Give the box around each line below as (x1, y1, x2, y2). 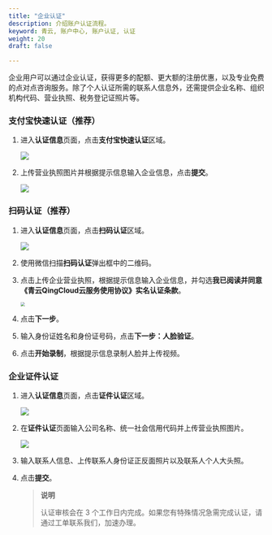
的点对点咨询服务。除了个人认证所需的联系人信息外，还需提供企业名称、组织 (8, 83, 265, 93)
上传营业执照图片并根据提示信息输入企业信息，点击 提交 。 (19, 167, 213, 177)
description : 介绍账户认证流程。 (8, 20, 111, 28)
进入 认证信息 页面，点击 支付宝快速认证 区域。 (19, 135, 171, 145)
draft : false (8, 42, 53, 50)
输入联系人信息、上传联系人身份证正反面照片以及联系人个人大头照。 (19, 456, 248, 466)
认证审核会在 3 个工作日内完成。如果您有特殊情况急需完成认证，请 (40, 507, 263, 517)
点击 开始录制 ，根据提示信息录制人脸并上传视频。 (19, 348, 184, 358)
